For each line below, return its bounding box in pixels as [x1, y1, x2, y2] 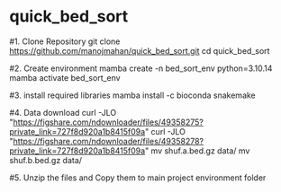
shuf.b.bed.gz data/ [9, 154, 83, 165]
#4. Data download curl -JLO [9, 107, 117, 118]
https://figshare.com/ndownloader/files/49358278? [13, 135, 204, 146]
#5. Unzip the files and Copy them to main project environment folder [9, 172, 267, 183]
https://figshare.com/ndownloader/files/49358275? [13, 117, 204, 127]
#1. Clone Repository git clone [9, 36, 121, 47]
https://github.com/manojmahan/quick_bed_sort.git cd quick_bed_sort [9, 45, 270, 56]
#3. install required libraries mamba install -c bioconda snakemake [9, 90, 257, 100]
